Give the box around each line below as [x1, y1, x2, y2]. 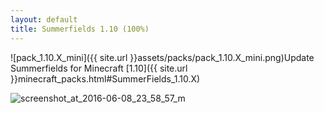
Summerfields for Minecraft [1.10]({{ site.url [10, 62, 188, 74]
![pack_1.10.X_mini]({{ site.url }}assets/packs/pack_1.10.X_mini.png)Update [10, 51, 315, 63]
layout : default [10, 14, 78, 25]
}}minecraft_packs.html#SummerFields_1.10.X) [10, 72, 201, 85]
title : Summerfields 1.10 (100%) [10, 24, 150, 34]
